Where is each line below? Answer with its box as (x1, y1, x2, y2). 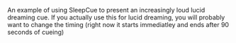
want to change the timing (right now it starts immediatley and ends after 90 (7, 21, 229, 28)
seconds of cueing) (7, 28, 64, 36)
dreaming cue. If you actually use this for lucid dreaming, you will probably (7, 13, 225, 21)
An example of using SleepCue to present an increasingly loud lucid (7, 6, 206, 14)
